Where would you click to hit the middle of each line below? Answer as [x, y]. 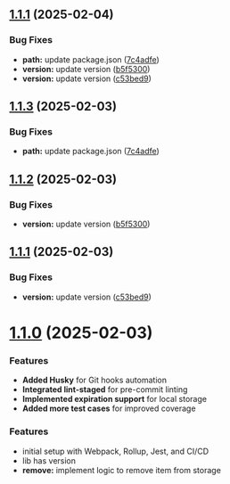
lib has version [49, 460]
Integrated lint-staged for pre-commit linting [105, 390]
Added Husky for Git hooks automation [94, 380]
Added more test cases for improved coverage [109, 408]
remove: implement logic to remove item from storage [121, 470]
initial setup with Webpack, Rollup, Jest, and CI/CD [115, 451]
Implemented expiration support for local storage [115, 399]
